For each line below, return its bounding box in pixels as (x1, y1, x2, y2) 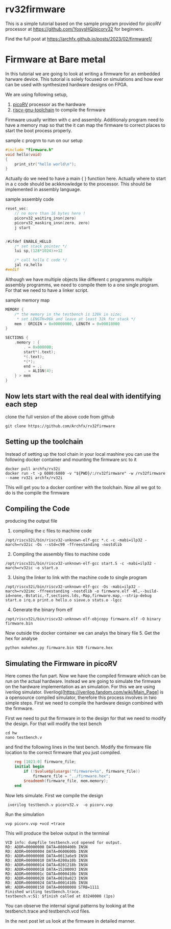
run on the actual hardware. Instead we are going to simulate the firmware (5, 678, 161, 684)
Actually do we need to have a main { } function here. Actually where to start (5, 175, 166, 182)
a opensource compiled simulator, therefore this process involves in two (5, 694, 157, 701)
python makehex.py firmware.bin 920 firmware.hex (5, 645, 113, 651)
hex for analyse (5, 635, 38, 642)
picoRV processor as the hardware (12, 101, 86, 107)
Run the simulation (5, 811, 44, 817)
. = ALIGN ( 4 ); (23, 368, 54, 374)
